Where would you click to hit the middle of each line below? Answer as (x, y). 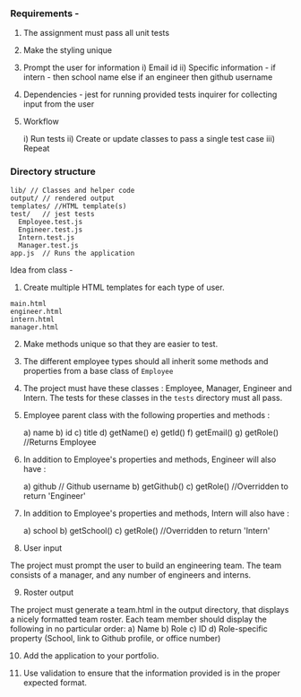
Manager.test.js (48, 245)
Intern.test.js (47, 237)
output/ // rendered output (63, 198)
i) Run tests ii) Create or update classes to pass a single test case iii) (149, 139)
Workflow (41, 122)
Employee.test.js (51, 222)
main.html (29, 303)
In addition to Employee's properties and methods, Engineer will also (150, 459)
